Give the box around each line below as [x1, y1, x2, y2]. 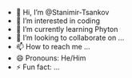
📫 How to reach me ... [15, 42, 90, 51]
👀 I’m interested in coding [15, 16, 101, 25]
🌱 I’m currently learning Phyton [15, 25, 118, 33]
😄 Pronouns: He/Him [15, 53, 86, 63]
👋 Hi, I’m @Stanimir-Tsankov [15, 8, 110, 17]
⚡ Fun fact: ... [15, 62, 60, 72]
